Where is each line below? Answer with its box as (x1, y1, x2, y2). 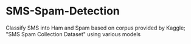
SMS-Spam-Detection (5, 4, 120, 18)
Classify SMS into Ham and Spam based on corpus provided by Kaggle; (5, 24, 186, 31)
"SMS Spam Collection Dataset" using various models (5, 30, 141, 37)
